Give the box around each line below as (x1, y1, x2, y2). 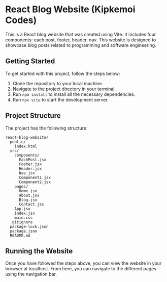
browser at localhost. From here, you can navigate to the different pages (5, 266, 156, 272)
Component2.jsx (18, 180, 51, 185)
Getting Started (5, 57, 55, 66)
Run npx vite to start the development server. (12, 96, 109, 102)
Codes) (5, 14, 37, 26)
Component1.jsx (18, 175, 51, 180)
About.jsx (18, 193, 40, 198)
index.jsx (14, 211, 36, 216)
